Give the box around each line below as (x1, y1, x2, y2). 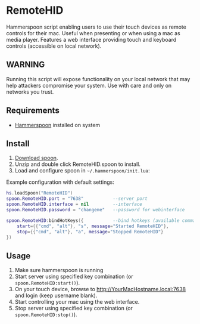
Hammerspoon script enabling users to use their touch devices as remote (6, 23, 186, 30)
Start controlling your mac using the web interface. (14, 298, 140, 306)
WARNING (6, 60, 45, 70)
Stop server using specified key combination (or (14, 305, 133, 312)
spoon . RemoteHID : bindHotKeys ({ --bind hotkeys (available (6, 217, 180, 224)
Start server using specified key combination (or (14, 273, 133, 280)
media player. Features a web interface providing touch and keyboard (6, 36, 177, 43)
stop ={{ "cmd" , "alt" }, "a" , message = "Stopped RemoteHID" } (17, 229, 164, 234)
